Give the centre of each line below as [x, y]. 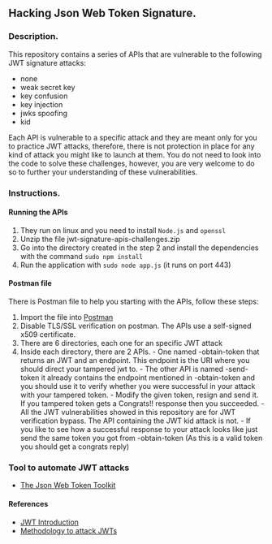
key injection [41, 104]
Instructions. [35, 192]
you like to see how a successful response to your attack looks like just [139, 430]
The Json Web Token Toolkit [68, 486]
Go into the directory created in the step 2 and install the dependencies [139, 248]
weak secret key [47, 87]
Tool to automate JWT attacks [69, 468]
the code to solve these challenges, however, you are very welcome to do [132, 163]
